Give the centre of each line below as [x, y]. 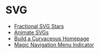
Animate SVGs [31, 32]
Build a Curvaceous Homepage [51, 38]
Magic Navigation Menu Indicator [54, 45]
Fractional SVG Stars [39, 26]
